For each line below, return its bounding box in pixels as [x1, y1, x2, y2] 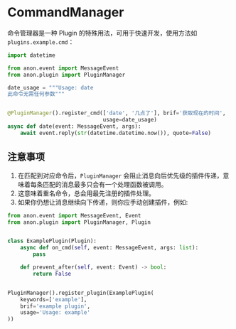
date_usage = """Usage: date [7, 84, 94, 91]
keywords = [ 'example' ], [20, 296, 87, 303]
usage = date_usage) [102, 117, 158, 124]
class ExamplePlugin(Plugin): [7, 237, 97, 245]
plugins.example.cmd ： [7, 37, 75, 46]
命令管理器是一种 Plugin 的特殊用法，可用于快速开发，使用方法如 [7, 28, 198, 37]
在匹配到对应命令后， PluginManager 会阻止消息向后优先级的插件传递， [17, 171, 223, 180]
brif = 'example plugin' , [20, 303, 91, 310]
